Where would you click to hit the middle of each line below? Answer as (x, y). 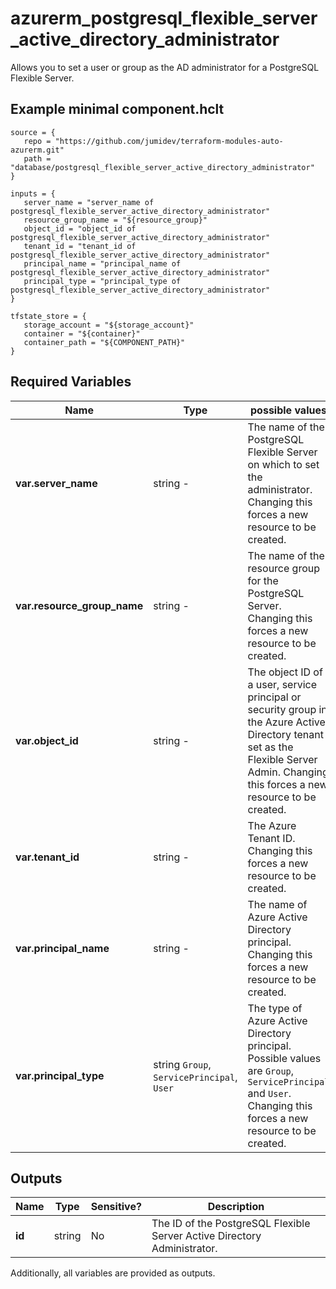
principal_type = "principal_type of (102, 281)
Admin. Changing (288, 772)
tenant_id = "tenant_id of (80, 246)
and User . (269, 1093)
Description (236, 1207)
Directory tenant (285, 734)
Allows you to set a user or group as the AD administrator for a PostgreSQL (165, 67)
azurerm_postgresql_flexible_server (164, 18)
